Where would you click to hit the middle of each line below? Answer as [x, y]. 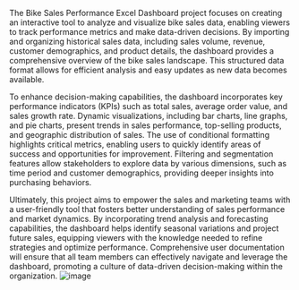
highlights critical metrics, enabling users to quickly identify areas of [135, 144]
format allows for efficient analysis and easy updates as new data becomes [149, 70]
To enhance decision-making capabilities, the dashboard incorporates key [146, 97]
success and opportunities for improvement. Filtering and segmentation [141, 154]
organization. [34, 276]
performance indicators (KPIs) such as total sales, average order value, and [149, 106]
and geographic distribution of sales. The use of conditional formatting [140, 135]
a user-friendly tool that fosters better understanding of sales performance [147, 209]
